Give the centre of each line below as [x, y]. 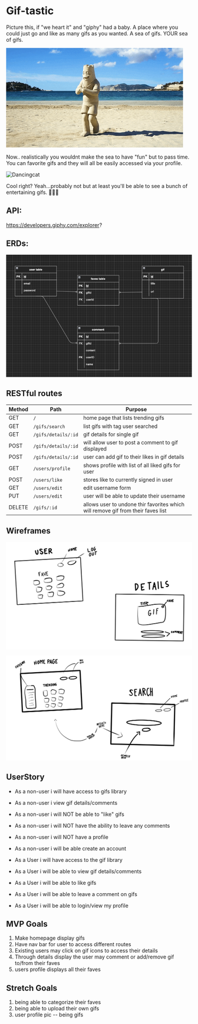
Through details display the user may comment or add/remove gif [94, 957]
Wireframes [29, 531]
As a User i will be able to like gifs [55, 883]
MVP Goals [27, 924]
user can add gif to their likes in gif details [134, 457]
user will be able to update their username [134, 496]
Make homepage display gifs [50, 938]
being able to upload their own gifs [57, 1009]
